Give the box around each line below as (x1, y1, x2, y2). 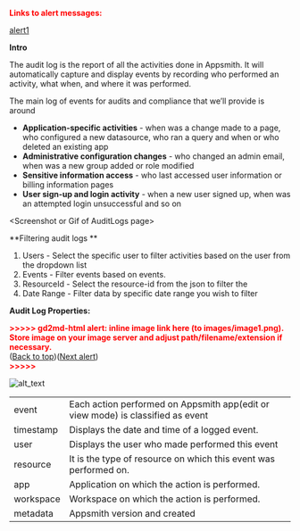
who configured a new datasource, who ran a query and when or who (21, 132, 279, 142)
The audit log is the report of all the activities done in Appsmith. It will (9, 60, 264, 70)
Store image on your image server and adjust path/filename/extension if (9, 332, 283, 343)
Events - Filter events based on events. (21, 270, 167, 279)
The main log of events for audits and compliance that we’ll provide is (9, 95, 265, 106)
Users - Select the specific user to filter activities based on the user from (21, 250, 291, 261)
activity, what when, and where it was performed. (9, 79, 192, 88)
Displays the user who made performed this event (69, 438, 279, 450)
